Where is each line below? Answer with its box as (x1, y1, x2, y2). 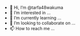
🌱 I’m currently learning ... (9, 15, 62, 20)
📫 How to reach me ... (9, 26, 55, 31)
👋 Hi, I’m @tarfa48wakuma (9, 5, 64, 10)
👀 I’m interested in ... (9, 10, 51, 16)
